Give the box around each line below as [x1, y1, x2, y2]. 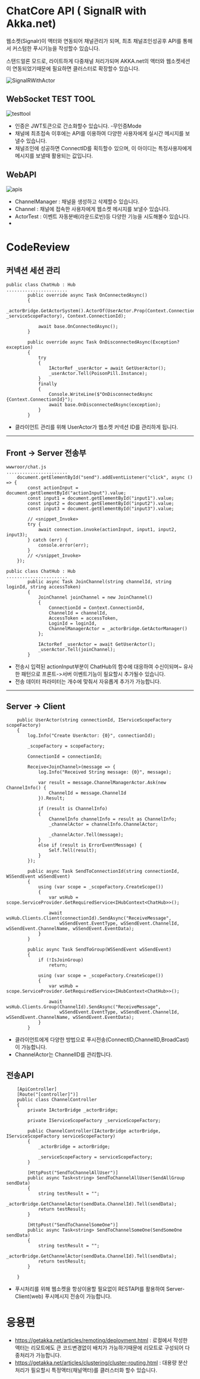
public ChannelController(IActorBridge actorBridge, [27, 1128, 161, 1134]
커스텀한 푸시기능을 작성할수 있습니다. [12, 45, 100, 52]
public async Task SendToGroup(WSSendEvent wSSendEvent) [27, 947, 171, 953]
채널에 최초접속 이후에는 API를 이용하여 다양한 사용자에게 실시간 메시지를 [14, 129, 184, 137]
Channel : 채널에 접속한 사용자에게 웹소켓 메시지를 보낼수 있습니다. [14, 205, 170, 212]
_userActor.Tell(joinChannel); [37, 647, 116, 653]
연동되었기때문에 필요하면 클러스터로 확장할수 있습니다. [12, 64, 140, 72]
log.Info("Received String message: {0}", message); [37, 769, 171, 776]
